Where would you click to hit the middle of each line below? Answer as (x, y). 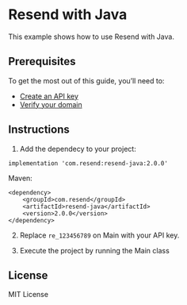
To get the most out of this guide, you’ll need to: (86, 80)
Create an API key (49, 96)
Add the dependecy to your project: (78, 149)
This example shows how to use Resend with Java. (91, 37)
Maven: (21, 178)
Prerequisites (42, 62)
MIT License (29, 295)
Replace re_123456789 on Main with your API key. (99, 235)
